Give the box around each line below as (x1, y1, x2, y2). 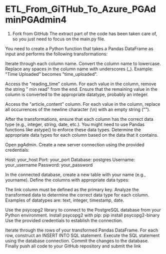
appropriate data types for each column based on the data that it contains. (5, 132, 158, 138)
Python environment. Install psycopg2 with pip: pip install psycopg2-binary (5, 212, 160, 218)
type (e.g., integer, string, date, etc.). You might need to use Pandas (5, 121, 145, 127)
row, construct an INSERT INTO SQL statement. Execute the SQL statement (5, 232, 160, 238)
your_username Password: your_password (5, 162, 93, 168)
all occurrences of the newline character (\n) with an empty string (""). (5, 106, 150, 112)
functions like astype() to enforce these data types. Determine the (5, 126, 141, 133)
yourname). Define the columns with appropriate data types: (5, 177, 129, 183)
